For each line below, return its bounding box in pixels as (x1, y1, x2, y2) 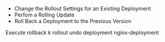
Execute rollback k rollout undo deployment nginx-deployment (5, 29, 159, 36)
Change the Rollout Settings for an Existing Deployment (14, 5, 151, 12)
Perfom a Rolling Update (14, 11, 75, 18)
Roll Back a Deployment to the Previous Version (14, 18, 132, 24)
